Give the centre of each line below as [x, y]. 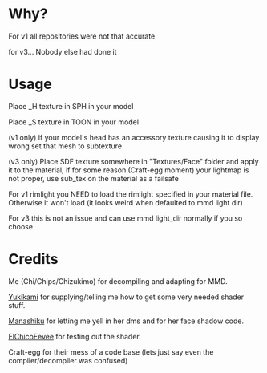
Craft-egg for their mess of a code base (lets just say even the [111, 352]
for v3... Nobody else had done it [63, 51]
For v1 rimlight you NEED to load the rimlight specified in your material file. [131, 194]
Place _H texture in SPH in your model [71, 106]
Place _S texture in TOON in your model [73, 122]
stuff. [17, 305]
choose [21, 226]
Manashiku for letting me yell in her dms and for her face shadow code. [126, 321]
